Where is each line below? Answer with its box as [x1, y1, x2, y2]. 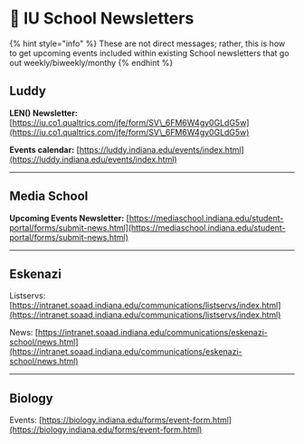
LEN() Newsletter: [9, 108, 79, 118]
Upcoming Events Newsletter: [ [9, 213, 129, 223]
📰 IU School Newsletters [9, 8, 195, 29]
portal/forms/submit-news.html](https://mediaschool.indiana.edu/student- [9, 222, 287, 233]
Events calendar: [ [9, 144, 80, 155]
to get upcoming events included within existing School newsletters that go [9, 47, 290, 58]
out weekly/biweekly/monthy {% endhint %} [9, 57, 174, 68]
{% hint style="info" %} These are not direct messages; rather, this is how [9, 38, 286, 49]
